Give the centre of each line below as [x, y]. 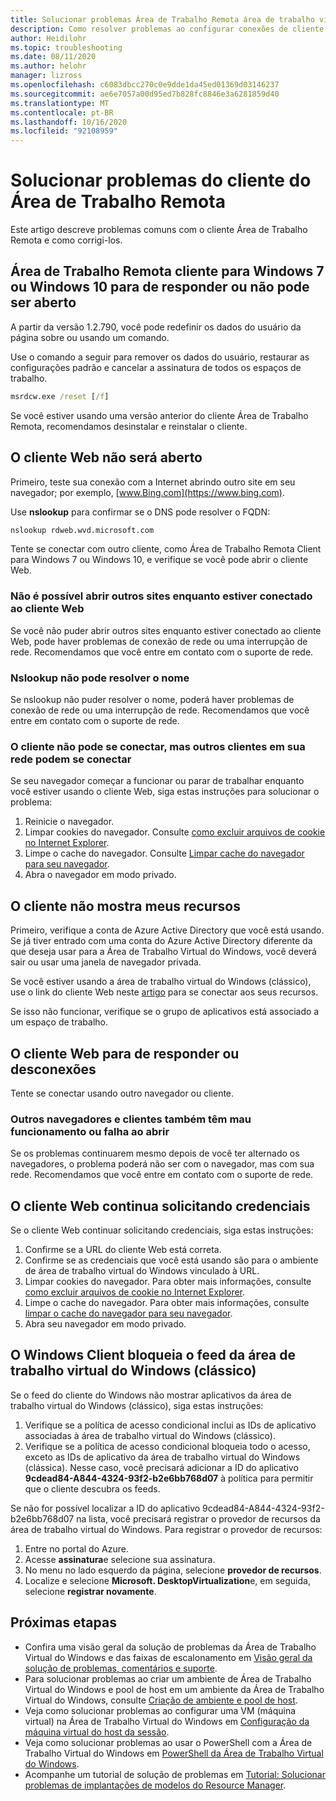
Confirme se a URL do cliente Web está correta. [123, 1250]
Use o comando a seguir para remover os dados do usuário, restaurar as [160, 357]
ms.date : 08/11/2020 [53, 57]
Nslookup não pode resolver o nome [100, 678]
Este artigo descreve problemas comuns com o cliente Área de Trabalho [159, 230]
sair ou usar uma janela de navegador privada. [106, 962]
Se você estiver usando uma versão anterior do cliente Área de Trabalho [159, 415]
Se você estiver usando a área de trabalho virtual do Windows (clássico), [161, 982]
